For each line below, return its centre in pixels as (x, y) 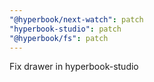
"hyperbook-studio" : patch (65, 29)
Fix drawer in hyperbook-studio (74, 67)
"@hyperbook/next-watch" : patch (76, 19)
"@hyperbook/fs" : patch (59, 38)
